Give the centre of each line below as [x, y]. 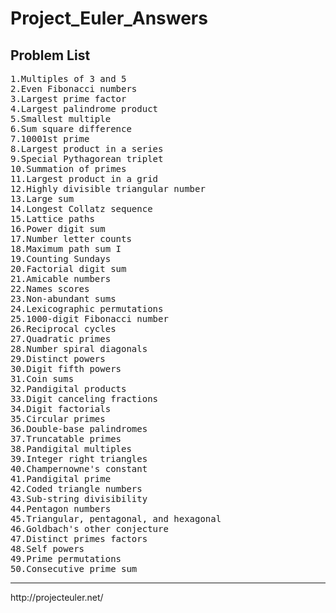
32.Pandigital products [68, 388]
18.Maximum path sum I [66, 248]
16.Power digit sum [58, 228]
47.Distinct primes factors [79, 538]
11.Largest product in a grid [84, 178]
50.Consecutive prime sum [74, 568]
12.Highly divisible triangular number [108, 188]
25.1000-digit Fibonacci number [89, 318]
